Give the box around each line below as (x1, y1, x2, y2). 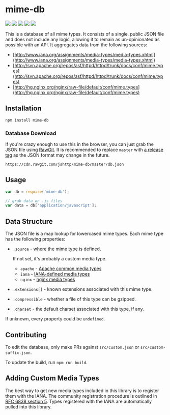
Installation (5, 104, 42, 113)
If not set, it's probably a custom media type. (12, 256, 107, 262)
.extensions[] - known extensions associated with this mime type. (12, 286, 153, 292)
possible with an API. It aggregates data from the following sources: (5, 42, 148, 48)
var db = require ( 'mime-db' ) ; (5, 189, 70, 194)
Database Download (5, 130, 56, 137)
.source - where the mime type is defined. (12, 246, 101, 252)
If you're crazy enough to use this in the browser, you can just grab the (5, 141, 154, 147)
